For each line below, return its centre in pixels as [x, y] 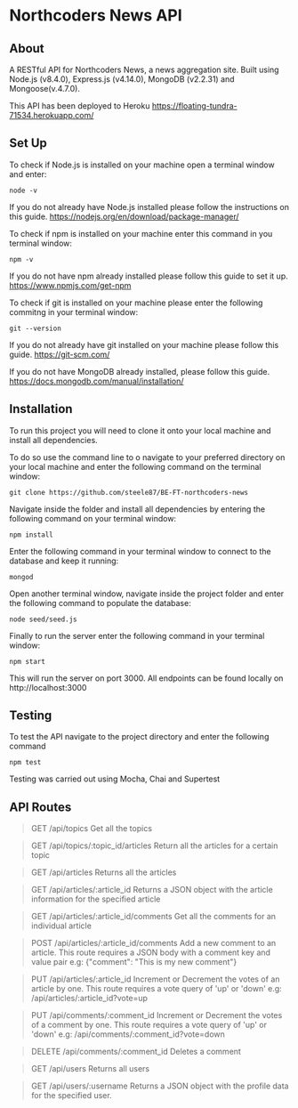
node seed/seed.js [43, 619]
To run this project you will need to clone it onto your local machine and [140, 430]
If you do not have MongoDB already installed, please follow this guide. [139, 371]
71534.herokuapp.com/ [52, 115]
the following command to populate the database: [100, 603]
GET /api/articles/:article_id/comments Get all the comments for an [153, 917]
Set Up [28, 143]
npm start [28, 661]
